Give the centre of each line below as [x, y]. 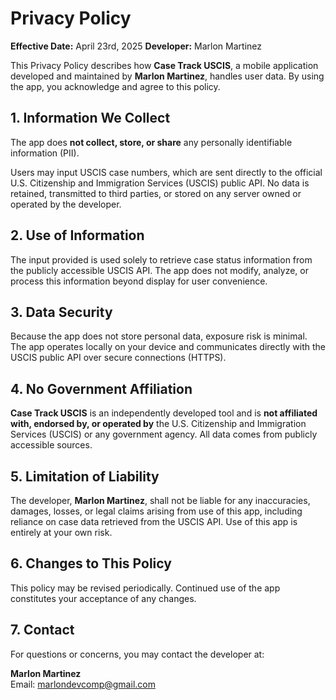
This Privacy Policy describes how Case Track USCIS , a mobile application [164, 65]
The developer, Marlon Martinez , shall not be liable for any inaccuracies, [160, 500]
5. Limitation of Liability [85, 476]
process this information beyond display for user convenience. [139, 281]
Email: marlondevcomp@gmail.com [83, 684]
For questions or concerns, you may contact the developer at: [137, 654]
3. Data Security [61, 312]
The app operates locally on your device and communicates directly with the [168, 347]
